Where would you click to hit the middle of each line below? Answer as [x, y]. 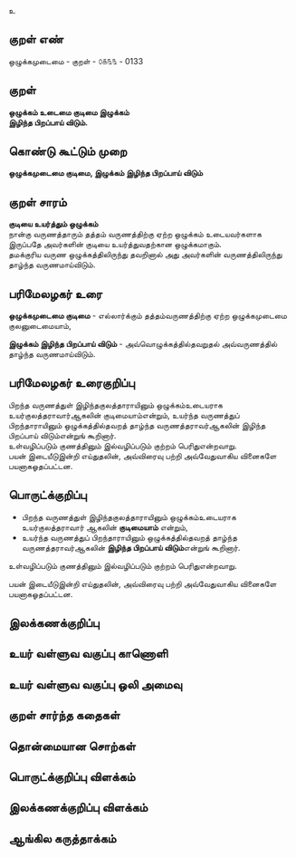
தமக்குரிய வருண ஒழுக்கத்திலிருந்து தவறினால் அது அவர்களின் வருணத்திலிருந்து [145, 255]
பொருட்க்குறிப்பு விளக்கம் [72, 777]
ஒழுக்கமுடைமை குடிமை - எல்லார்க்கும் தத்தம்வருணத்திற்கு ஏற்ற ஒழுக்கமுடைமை [148, 316]
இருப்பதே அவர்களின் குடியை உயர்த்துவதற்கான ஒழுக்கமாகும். [115, 245]
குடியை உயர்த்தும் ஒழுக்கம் [53, 224]
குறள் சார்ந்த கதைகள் [64, 715]
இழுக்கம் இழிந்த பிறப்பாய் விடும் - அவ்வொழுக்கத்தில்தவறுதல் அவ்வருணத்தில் [143, 344]
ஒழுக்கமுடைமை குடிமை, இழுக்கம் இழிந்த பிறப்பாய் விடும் [106, 173]
